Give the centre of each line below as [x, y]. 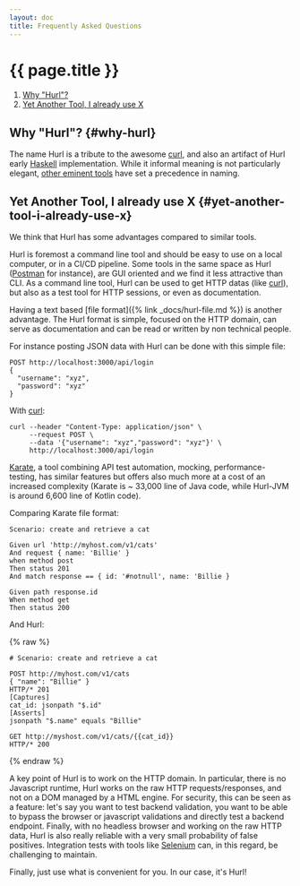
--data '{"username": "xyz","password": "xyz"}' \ [125, 443]
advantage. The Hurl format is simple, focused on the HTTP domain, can [143, 320]
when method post [42, 561]
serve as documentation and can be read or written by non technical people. [150, 329]
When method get [39, 600]
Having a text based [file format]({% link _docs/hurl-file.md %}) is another [146, 310]
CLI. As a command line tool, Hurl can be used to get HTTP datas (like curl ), [149, 283]
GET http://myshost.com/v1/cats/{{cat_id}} [92, 737]
